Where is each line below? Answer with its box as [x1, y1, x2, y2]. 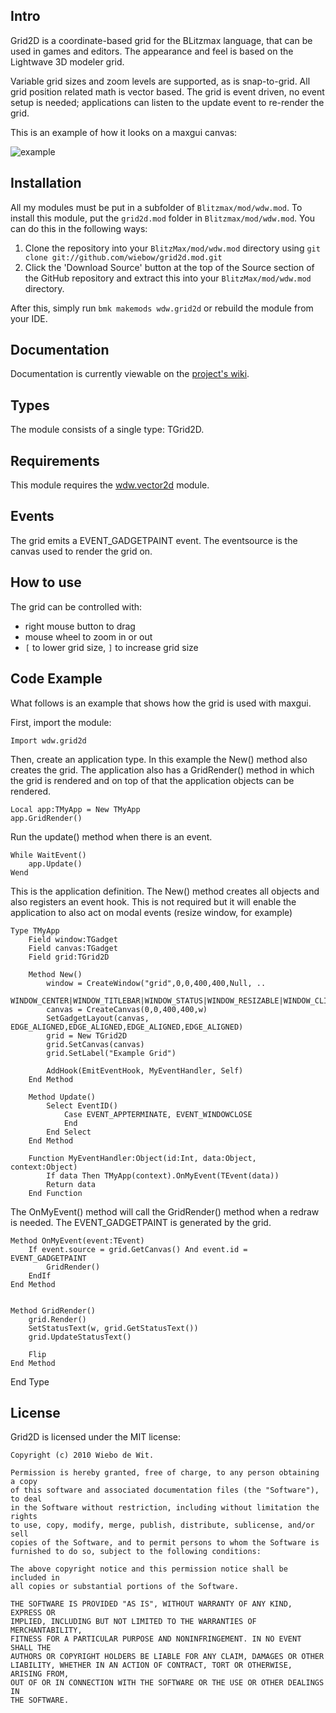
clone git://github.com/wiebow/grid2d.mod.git [24, 252, 223, 263]
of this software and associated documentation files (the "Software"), [10, 1485, 320, 1496]
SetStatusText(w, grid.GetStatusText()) [28, 1323, 199, 1333]
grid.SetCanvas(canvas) [46, 1039, 145, 1049]
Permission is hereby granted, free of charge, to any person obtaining [10, 1468, 320, 1478]
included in [10, 1573, 60, 1583]
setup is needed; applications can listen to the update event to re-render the [10, 96, 325, 108]
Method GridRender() [10, 1305, 97, 1316]
